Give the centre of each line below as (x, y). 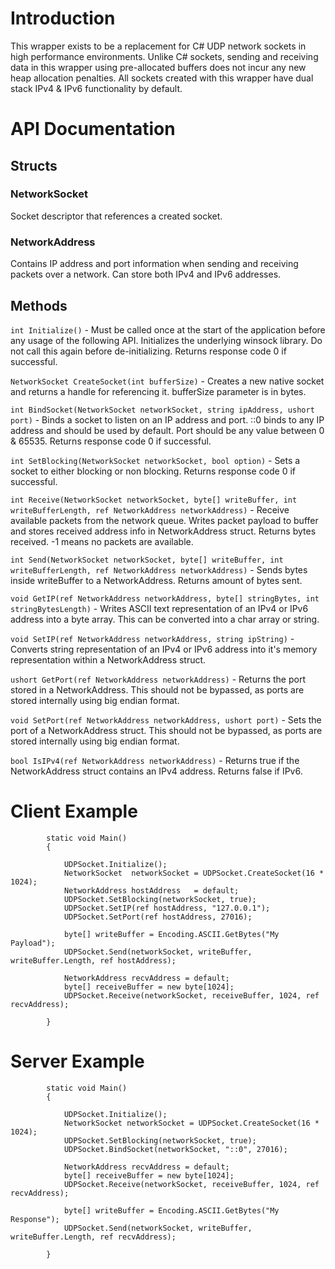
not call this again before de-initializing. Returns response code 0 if (148, 351)
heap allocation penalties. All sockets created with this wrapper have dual (162, 78)
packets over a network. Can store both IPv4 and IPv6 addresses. (146, 274)
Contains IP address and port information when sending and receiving (154, 264)
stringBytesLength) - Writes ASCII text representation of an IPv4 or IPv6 (159, 608)
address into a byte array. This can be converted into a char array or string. (165, 619)
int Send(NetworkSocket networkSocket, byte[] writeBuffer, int (147, 560)
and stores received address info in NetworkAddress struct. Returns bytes (163, 531)
